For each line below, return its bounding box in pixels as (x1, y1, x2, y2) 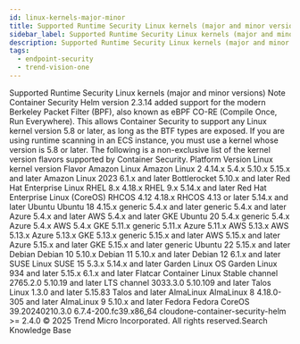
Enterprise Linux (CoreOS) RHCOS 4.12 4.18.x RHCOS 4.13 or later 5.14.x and (9, 191, 288, 202)
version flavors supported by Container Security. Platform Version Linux (9, 154, 274, 164)
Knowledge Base (9, 324, 71, 335)
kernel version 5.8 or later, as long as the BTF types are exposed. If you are (9, 125, 286, 136)
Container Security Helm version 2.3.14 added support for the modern (9, 96, 266, 107)
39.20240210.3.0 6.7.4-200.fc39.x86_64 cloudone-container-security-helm (9, 306, 287, 316)
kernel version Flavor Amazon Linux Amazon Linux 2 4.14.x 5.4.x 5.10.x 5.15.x (9, 163, 290, 174)
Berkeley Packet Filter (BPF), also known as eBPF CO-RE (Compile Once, (9, 106, 278, 117)
